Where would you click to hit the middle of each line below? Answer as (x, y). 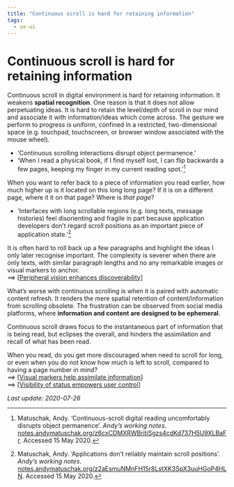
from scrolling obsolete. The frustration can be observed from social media (115, 306)
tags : (15, 20)
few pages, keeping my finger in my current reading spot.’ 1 (101, 168)
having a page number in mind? (53, 369)
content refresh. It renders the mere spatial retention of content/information (116, 298)
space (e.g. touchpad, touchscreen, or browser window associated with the (116, 132)
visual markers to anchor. (44, 270)
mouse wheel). (29, 139)
